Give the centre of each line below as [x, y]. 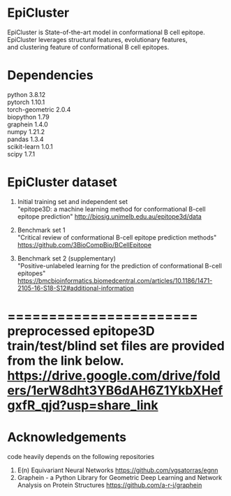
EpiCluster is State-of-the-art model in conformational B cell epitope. [106, 32]
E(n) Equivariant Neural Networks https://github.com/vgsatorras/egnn [118, 470]
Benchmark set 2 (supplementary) [67, 258]
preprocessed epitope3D [81, 331]
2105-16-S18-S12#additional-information [76, 288]
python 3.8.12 [27, 94]
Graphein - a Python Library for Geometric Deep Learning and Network [119, 477]
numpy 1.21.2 [26, 131]
